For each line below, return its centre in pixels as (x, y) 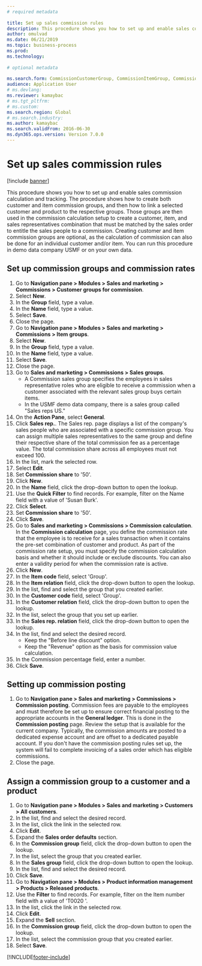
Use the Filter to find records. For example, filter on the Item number (100, 895)
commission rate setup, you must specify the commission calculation (101, 551)
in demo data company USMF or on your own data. (70, 250)
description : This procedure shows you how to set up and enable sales (98, 28)
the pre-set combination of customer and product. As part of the (95, 544)
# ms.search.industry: (35, 118)
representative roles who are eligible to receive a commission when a (110, 385)
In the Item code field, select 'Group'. (61, 576)
